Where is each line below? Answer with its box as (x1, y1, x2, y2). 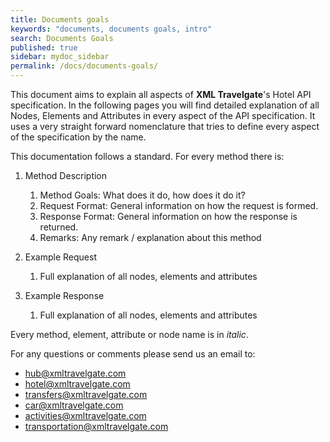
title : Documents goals (10, 14, 110, 25)
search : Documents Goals (10, 33, 114, 43)
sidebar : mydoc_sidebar (10, 52, 110, 62)
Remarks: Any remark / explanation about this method (39, 232, 262, 243)
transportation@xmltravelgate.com (24, 421, 169, 432)
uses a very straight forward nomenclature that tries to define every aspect (10, 121, 320, 132)
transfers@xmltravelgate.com (24, 389, 148, 400)
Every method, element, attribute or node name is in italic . (10, 329, 249, 340)
